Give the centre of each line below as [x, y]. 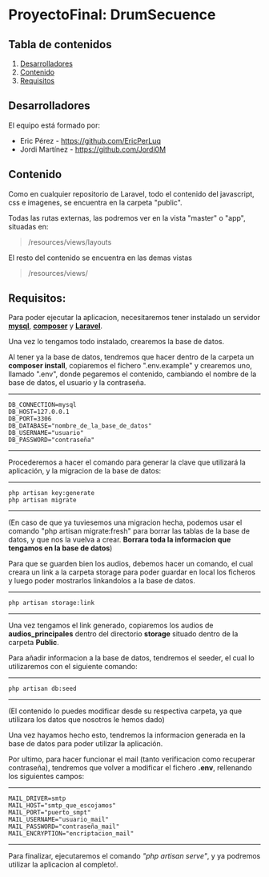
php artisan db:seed [43, 689]
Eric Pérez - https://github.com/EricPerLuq [90, 140]
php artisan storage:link [51, 603]
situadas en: [28, 226]
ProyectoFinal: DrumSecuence [112, 15]
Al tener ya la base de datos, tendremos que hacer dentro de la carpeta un [131, 357]
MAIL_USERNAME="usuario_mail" [59, 820]
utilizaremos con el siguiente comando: [73, 667]
